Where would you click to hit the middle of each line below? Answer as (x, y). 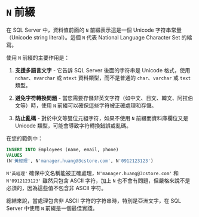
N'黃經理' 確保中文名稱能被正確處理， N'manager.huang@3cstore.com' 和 (93, 173)
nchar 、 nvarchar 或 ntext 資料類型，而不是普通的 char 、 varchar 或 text (103, 78)
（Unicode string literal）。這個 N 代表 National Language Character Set (93, 37)
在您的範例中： (25, 138)
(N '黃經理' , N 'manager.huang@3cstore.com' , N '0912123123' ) (80, 161)
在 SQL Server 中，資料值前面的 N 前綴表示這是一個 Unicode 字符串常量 (94, 30)
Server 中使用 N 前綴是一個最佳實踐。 (52, 208)
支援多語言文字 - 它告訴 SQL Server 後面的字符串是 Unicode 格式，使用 (102, 70)
